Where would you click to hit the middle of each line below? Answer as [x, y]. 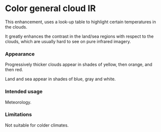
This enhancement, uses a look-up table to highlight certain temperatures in [80, 22]
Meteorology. [18, 102]
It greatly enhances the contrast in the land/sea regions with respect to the [79, 36]
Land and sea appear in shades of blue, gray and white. [60, 79]
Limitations [19, 115]
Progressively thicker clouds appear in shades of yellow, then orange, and [79, 65]
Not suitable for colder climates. [37, 125]
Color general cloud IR [50, 8]
